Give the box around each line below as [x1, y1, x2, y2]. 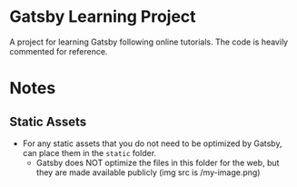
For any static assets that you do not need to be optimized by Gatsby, [22, 138, 282, 149]
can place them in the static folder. [22, 147, 157, 158]
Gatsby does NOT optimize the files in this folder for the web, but [35, 157, 280, 168]
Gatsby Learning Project [9, 6, 197, 27]
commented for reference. [9, 45, 108, 56]
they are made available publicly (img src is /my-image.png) [35, 166, 261, 178]
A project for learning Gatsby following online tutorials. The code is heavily [9, 36, 289, 47]
